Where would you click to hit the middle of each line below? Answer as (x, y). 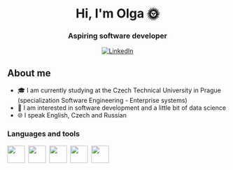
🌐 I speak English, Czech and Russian (72, 115)
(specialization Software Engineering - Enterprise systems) (102, 101)
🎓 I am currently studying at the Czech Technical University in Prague (119, 90)
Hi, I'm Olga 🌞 (118, 14)
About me (29, 73)
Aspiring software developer (118, 36)
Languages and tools (44, 134)
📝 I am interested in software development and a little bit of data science (121, 108)
